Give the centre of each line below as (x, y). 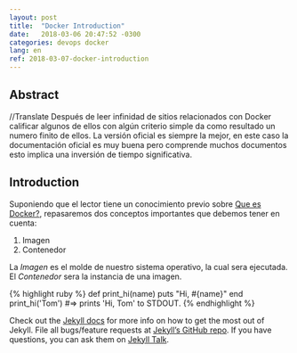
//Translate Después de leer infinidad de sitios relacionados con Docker (140, 116)
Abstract (34, 95)
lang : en (25, 51)
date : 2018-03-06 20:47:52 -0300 (75, 34)
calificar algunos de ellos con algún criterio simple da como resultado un (142, 126)
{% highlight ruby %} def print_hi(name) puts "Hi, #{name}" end (126, 293)
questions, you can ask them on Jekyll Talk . (89, 339)
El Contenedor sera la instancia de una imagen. (96, 276)
